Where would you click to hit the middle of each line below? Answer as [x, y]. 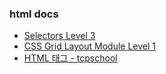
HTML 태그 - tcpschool [70, 58]
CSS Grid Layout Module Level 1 [90, 46]
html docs [34, 14]
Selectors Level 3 [59, 36]
